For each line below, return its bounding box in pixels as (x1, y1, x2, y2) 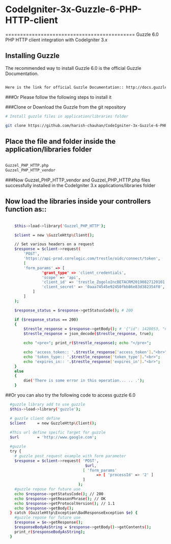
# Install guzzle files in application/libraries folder (5, 114, 129, 119)
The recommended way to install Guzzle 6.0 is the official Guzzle (5, 65, 141, 71)
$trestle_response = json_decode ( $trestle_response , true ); (23, 331, 154, 336)
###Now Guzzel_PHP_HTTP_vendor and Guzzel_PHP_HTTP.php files (5, 177, 151, 183)
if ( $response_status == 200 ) (14, 317, 79, 322)
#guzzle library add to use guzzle (10, 402, 85, 407)
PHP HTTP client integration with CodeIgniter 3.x (5, 37, 108, 43)
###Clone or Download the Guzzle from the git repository (5, 103, 126, 110)
